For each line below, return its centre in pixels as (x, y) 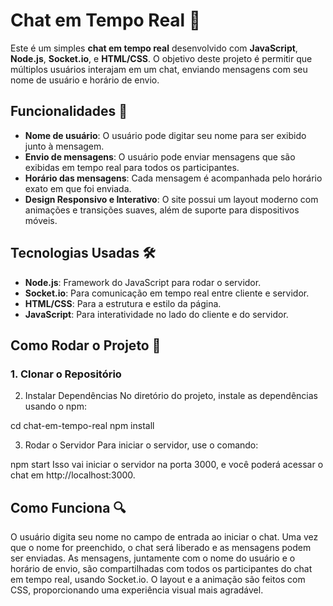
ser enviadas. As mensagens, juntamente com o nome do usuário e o (153, 558)
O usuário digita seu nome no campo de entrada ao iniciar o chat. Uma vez (164, 537)
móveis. (41, 220)
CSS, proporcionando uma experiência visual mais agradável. (137, 590)
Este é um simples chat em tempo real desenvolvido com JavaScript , (154, 48)
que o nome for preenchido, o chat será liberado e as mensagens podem (161, 548)
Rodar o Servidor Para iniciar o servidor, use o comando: (141, 445)
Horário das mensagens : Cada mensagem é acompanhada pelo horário (173, 178)
